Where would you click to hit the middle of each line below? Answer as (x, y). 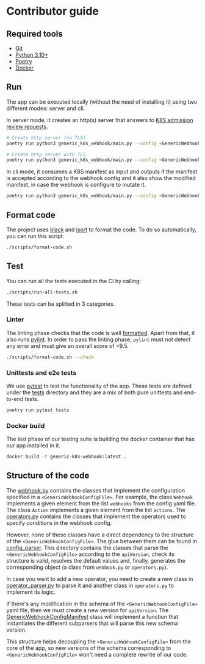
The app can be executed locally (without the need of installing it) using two (102, 101)
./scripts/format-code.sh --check (50, 357)
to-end (15, 399)
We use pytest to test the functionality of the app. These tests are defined (99, 386)
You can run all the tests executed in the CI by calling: (74, 281)
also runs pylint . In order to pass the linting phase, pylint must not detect (99, 339)
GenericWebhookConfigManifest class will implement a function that (92, 616)
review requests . (27, 126)
